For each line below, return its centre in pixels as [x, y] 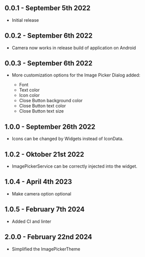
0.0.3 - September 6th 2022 [49, 63]
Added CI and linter [31, 221]
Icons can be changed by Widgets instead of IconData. [68, 139]
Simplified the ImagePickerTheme [46, 249]
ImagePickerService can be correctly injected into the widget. [74, 166]
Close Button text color [42, 106]
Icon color [29, 95]
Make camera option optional [41, 193]
